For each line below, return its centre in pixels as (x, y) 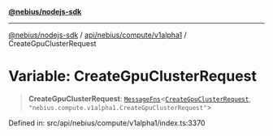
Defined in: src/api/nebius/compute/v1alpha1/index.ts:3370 (107, 123)
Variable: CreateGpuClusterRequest (133, 76)
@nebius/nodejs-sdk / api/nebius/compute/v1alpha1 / (97, 35)
